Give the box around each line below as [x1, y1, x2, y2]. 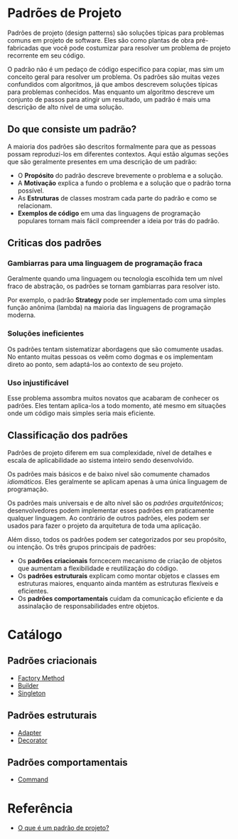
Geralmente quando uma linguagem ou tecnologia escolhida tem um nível [7, 274, 223, 283]
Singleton [17, 688, 46, 698]
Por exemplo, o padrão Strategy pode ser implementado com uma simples [7, 296, 226, 304]
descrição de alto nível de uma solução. [7, 102, 124, 111]
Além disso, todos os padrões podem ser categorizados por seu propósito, [7, 535, 227, 543]
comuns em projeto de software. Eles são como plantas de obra [7, 36, 195, 44]
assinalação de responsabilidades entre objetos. [17, 602, 160, 610]
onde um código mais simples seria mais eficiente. [7, 409, 156, 417]
